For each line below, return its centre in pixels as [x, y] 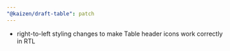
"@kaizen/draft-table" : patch [51, 14]
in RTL [26, 41]
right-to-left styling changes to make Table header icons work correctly [120, 34]
